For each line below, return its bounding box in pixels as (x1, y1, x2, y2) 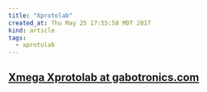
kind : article (8, 26, 56, 34)
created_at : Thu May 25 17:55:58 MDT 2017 (8, 19, 151, 27)
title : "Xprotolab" (8, 11, 73, 20)
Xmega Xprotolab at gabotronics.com (8, 71, 200, 84)
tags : (8, 33, 26, 42)
